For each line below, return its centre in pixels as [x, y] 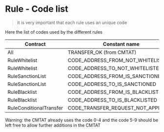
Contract [35, 44]
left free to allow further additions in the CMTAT [53, 125]
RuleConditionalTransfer [35, 108]
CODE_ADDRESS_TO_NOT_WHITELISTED [115, 68]
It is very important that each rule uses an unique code [72, 22]
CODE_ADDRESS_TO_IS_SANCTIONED [112, 84]
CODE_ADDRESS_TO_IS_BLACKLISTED [113, 100]
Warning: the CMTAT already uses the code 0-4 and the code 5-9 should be [82, 120]
